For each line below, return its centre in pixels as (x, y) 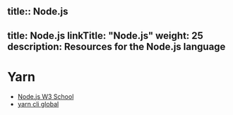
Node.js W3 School (46, 96)
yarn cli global (38, 104)
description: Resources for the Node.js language (116, 46)
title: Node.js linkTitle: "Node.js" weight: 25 (105, 36)
